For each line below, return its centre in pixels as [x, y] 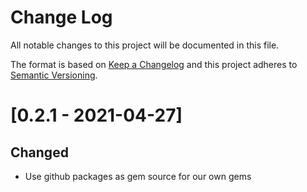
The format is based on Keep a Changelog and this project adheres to [154, 64]
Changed [39, 152]
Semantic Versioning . [54, 75]
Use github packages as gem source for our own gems [138, 176]
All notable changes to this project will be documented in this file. [145, 45]
